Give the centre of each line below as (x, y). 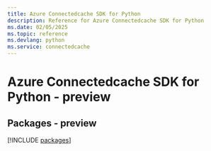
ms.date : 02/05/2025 (38, 27)
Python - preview (59, 97)
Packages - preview (52, 123)
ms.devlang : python (36, 40)
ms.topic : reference (38, 34)
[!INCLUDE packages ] (39, 140)
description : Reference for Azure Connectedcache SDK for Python (105, 21)
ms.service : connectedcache (49, 47)
